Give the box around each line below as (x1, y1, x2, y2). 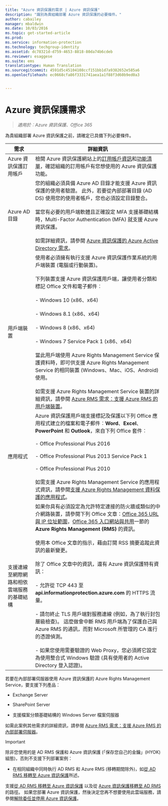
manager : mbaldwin (5, 21, 43, 27)
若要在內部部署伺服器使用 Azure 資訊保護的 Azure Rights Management (5, 675, 150, 681)
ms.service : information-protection (5, 40, 81, 45)
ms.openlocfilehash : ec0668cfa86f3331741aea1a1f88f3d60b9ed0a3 (5, 73, 140, 78)
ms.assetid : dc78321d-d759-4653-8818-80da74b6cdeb (5, 49, 113, 54)
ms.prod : (5, 36, 23, 41)
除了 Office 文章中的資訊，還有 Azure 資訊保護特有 (34, 560, 154, 567)
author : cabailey (5, 17, 41, 22)
